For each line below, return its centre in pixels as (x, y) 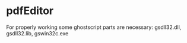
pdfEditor (30, 11)
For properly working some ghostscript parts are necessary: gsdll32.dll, (94, 27)
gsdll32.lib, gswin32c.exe (37, 33)
